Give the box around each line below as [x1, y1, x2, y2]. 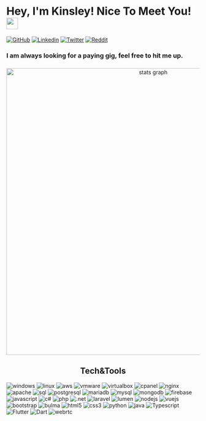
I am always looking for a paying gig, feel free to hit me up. [6, 51, 183, 59]
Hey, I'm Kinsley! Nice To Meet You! [6, 4, 192, 18]
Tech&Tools [80, 366, 126, 376]
